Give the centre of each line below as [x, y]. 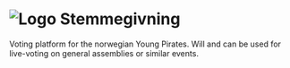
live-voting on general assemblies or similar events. [104, 53]
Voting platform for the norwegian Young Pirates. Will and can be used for [145, 44]
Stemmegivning [120, 19]
